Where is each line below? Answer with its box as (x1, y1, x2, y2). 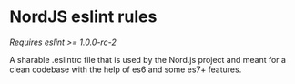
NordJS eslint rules (9, 6, 158, 27)
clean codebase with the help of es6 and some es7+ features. (9, 64, 242, 75)
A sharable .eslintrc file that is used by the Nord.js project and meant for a (9, 54, 287, 65)
